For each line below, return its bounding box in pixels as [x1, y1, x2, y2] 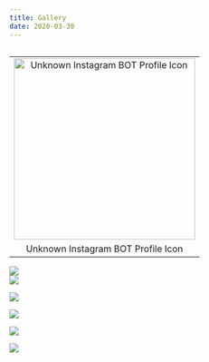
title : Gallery [9, 13, 67, 23]
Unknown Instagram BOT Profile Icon [25, 242, 184, 255]
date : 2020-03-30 [9, 22, 75, 31]
